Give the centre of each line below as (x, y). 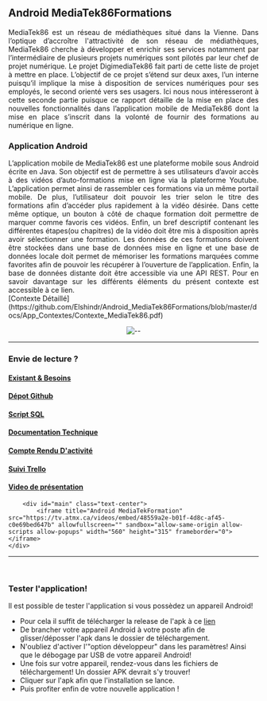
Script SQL (27, 414)
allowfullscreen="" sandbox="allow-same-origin (138, 524)
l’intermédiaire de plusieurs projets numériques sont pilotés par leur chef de (133, 57)
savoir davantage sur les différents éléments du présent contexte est (133, 282)
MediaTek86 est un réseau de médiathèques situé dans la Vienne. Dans (133, 32)
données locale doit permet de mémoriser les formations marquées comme (133, 256)
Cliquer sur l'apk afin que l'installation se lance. (97, 680)
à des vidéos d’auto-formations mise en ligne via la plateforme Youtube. (133, 180)
